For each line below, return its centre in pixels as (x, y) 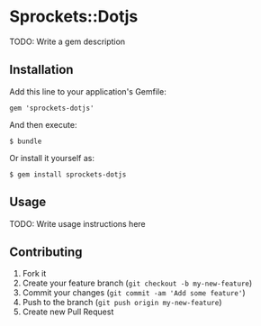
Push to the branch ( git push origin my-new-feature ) (122, 303)
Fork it (34, 274)
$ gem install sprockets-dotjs (68, 174)
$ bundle (26, 141)
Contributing (46, 252)
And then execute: (43, 124)
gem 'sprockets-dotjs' (52, 108)
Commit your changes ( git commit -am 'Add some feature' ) (134, 293)
